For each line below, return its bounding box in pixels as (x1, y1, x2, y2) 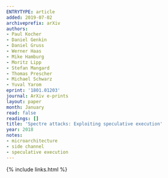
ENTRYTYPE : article (6, 8, 55, 15)
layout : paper (6, 98, 42, 104)
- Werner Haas (6, 48, 42, 54)
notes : (6, 132, 23, 139)
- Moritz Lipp (6, 59, 42, 65)
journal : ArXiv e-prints (6, 93, 69, 99)
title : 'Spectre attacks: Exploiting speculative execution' (6, 121, 163, 127)
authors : (6, 25, 28, 32)
